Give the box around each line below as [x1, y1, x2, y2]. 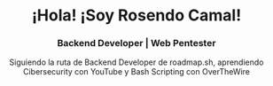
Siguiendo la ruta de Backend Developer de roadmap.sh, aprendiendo [9, 57, 264, 67]
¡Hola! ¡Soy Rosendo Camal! [31, 5, 242, 26]
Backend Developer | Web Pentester [57, 37, 216, 50]
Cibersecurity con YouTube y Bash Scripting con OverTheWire [22, 66, 251, 77]
